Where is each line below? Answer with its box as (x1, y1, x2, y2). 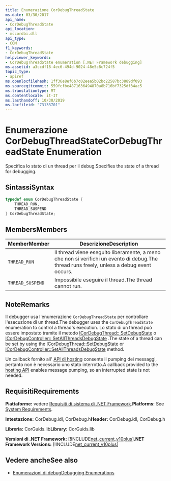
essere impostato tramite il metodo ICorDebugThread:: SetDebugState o (5, 330, 157, 336)
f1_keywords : (5, 45, 33, 51)
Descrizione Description (79, 240, 138, 248)
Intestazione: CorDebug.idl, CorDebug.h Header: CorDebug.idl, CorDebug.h (5, 416, 165, 422)
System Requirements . (5, 406, 53, 412)
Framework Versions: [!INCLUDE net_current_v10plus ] (5, 441, 119, 447)
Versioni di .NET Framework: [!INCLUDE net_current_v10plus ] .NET (5, 436, 145, 442)
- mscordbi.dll (5, 31, 38, 36)
